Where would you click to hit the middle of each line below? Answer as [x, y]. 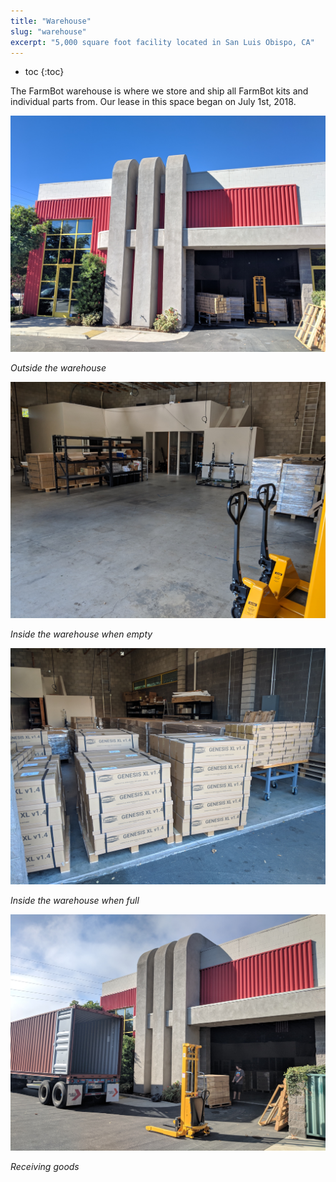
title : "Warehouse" [51, 21]
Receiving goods [45, 1166]
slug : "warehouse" [48, 31]
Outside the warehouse [58, 368]
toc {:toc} [44, 72]
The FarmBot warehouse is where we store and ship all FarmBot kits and [159, 91]
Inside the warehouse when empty [81, 634]
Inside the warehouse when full [75, 901]
